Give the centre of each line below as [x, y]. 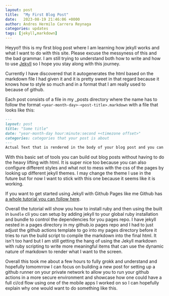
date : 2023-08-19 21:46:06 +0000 [43, 19]
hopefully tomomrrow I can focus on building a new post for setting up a [80, 267]
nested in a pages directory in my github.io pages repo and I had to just [79, 225]
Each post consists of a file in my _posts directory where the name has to [81, 99]
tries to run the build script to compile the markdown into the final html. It [81, 235]
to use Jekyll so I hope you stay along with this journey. [63, 64]
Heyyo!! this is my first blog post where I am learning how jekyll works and [82, 48]
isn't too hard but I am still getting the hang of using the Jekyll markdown [81, 241]
